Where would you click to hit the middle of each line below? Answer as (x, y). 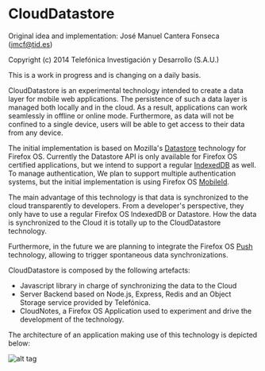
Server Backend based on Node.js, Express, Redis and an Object (125, 294)
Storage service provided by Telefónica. (85, 302)
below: (19, 343)
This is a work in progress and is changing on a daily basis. (105, 75)
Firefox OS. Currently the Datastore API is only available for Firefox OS (123, 157)
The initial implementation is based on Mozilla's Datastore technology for (127, 148)
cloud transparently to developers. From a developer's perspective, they (126, 205)
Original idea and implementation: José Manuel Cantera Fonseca (114, 36)
